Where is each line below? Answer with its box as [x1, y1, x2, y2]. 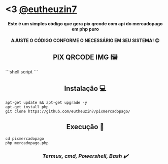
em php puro [72, 26, 99, 32]
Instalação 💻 [64, 84, 107, 93]
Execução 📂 [66, 122, 105, 131]
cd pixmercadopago [5, 136, 44, 141]
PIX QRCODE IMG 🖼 [53, 53, 118, 61]
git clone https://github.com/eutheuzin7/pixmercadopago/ [5, 109, 130, 114]
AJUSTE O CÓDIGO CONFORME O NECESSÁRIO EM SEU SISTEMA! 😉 [11, 37, 160, 44]
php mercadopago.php [5, 140, 49, 145]
